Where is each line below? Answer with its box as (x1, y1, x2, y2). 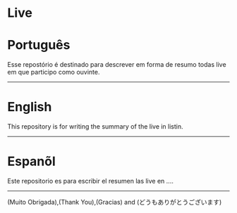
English (7, 99, 52, 115)
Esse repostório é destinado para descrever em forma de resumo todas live (7, 60, 227, 69)
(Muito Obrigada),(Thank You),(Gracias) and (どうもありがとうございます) (7, 198, 222, 206)
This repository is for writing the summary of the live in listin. (7, 122, 183, 131)
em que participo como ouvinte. (7, 68, 100, 77)
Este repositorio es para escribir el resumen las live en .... (7, 177, 174, 185)
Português (7, 37, 71, 53)
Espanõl (7, 153, 56, 169)
